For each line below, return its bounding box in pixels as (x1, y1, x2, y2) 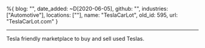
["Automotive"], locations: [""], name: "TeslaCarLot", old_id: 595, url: (6, 11, 178, 19)
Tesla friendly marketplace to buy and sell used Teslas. (6, 35, 145, 42)
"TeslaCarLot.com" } (6, 18, 58, 25)
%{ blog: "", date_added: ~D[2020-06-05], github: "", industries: (6, 5, 168, 12)
